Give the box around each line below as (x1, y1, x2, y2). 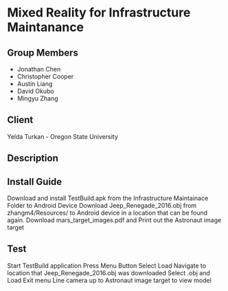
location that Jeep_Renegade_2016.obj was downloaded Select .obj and (7, 268, 211, 277)
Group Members (7, 47, 79, 58)
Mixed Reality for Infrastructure (7, 5, 191, 21)
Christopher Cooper (16, 72, 74, 80)
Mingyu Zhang (16, 94, 58, 103)
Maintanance (7, 19, 84, 35)
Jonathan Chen (16, 65, 61, 73)
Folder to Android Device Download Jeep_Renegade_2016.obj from (7, 202, 197, 210)
